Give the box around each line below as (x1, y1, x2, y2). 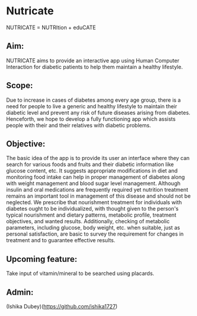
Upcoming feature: (6, 254, 78, 264)
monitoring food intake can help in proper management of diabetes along (6, 174, 185, 181)
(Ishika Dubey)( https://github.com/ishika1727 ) (6, 303, 117, 310)
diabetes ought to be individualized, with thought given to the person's (6, 205, 179, 212)
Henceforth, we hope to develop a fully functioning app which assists (6, 115, 176, 123)
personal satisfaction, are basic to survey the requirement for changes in (6, 230, 184, 237)
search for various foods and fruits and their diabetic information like (6, 161, 174, 168)
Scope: (6, 80, 33, 90)
